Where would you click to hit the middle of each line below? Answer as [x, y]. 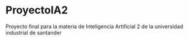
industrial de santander [34, 32]
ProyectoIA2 [37, 10]
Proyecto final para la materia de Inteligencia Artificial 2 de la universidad [94, 26]
